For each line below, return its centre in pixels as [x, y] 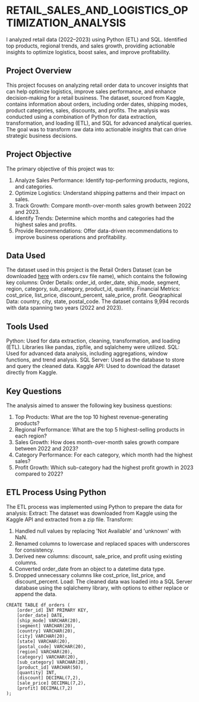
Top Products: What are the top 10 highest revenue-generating [91, 417]
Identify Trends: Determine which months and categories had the [94, 218]
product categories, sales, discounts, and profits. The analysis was [88, 110]
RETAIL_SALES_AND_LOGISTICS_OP [97, 10]
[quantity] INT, [37, 672]
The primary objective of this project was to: [60, 169]
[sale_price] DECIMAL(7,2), [51, 683]
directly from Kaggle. [32, 373]
